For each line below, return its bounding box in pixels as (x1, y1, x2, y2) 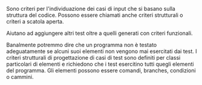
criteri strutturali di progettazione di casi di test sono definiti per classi (6, 54, 181, 61)
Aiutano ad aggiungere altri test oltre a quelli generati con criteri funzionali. (6, 30, 193, 37)
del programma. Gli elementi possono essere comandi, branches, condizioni (6, 67, 196, 74)
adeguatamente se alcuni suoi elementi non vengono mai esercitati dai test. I (6, 48, 197, 55)
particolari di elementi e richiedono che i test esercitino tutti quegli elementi (6, 60, 194, 68)
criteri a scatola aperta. (6, 18, 64, 25)
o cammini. (6, 74, 34, 80)
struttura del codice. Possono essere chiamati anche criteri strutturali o (6, 11, 183, 19)
